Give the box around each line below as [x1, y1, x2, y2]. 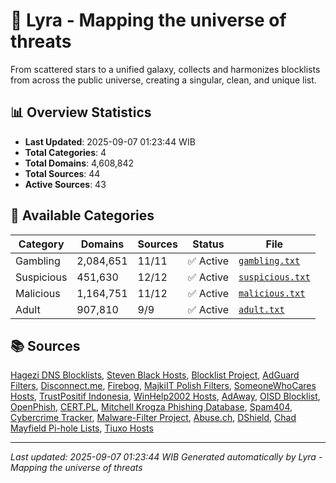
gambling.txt [238, 255, 301, 266]
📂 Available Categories [10, 207, 155, 224]
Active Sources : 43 [24, 178, 107, 190]
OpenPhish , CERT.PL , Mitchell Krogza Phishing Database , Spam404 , [10, 401, 293, 413]
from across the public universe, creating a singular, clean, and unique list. [10, 74, 317, 86]
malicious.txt [238, 287, 306, 299]
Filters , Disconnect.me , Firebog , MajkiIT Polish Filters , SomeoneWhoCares [10, 380, 317, 392]
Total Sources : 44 [24, 167, 101, 179]
